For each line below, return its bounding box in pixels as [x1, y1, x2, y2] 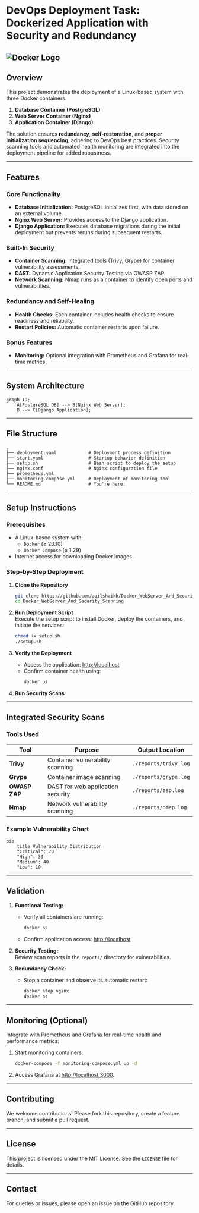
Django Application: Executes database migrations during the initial [14, 222, 181, 230]
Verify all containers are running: [23, 913, 104, 920]
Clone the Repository [14, 581, 68, 589]
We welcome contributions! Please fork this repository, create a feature [6, 1110, 180, 1117]
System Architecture [6, 381, 85, 391]
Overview [6, 73, 43, 83]
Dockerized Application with [6, 16, 149, 30]
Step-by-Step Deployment [6, 568, 84, 576]
